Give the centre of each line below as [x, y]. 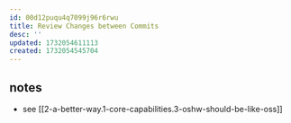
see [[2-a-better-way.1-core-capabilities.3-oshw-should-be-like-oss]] [152, 109]
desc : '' [26, 34]
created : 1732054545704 [54, 51]
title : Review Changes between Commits [84, 26]
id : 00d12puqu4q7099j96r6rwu [64, 18]
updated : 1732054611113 [54, 43]
